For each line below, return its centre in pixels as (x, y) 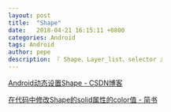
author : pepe (30, 52)
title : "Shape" (35, 23)
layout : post (30, 15)
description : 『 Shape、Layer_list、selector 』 (87, 60)
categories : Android (42, 37)
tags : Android (32, 45)
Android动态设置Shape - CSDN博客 (65, 83)
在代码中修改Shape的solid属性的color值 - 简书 (83, 99)
